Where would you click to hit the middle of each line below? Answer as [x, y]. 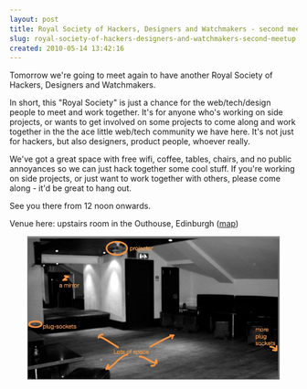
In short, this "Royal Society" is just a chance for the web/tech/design [140, 103]
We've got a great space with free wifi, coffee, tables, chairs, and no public [151, 159]
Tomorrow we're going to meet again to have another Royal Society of [141, 75]
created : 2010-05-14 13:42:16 [67, 48]
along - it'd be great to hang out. [71, 188]
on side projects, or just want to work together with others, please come [145, 179]
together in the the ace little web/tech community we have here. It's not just [152, 131]
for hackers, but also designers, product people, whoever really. [130, 142]
